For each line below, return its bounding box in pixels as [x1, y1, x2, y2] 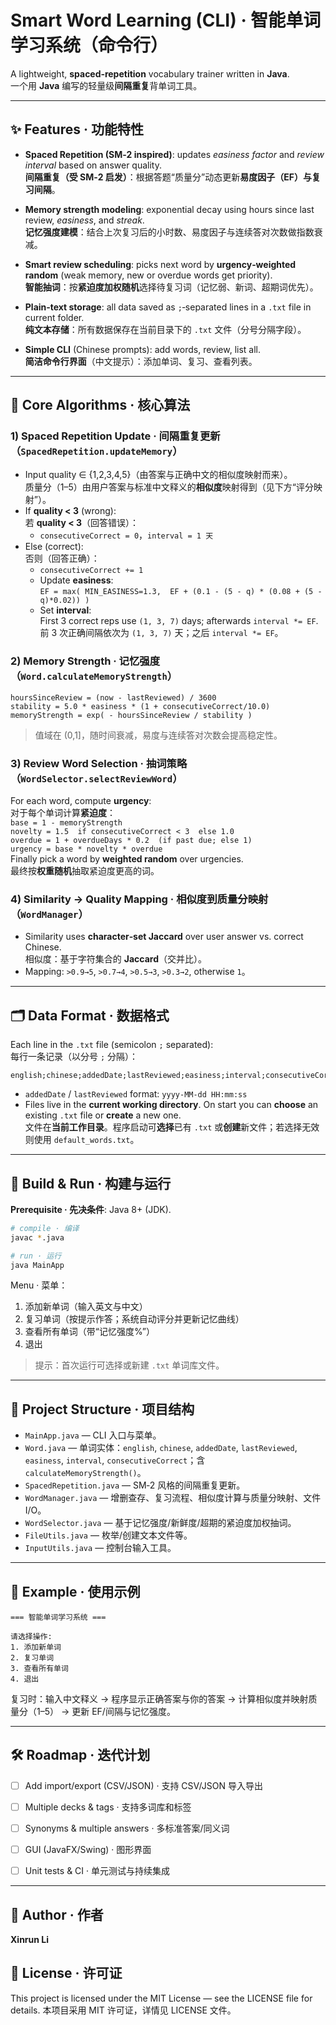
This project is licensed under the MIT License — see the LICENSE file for [10, 1992, 313, 2004]
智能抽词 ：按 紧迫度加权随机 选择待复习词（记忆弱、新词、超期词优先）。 [24, 281, 319, 293]
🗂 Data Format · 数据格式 [10, 1007, 170, 1024]
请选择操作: [10, 1632, 53, 1642]
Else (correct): [24, 541, 84, 553]
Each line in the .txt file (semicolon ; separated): [10, 1039, 214, 1051]
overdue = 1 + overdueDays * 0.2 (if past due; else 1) [10, 836, 253, 846]
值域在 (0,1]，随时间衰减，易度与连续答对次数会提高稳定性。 [34, 729, 283, 741]
